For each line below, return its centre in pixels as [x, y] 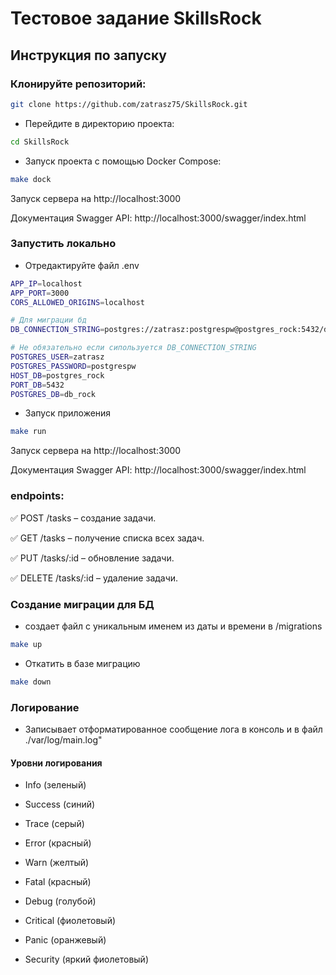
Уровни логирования [56, 763]
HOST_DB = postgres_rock [57, 375]
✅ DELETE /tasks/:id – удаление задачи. [94, 578]
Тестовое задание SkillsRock [136, 18]
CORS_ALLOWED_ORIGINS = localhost [77, 302]
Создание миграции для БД [82, 604]
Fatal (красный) [58, 882]
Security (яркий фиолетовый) [86, 959]
